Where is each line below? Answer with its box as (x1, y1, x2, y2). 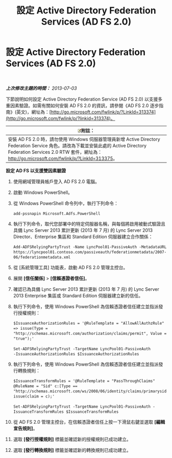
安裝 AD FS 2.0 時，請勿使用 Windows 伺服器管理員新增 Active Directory (8, 136, 160, 142)
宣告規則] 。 (13, 425, 38, 431)
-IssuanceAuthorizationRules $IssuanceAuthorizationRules (13, 352, 139, 357)
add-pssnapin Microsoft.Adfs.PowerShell (13, 211, 101, 216)
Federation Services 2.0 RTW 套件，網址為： (8, 149, 103, 155)
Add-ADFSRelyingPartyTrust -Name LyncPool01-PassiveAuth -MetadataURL (13, 245, 167, 250)
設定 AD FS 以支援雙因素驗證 (6, 168, 66, 174)
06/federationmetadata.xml (13, 255, 71, 260)
